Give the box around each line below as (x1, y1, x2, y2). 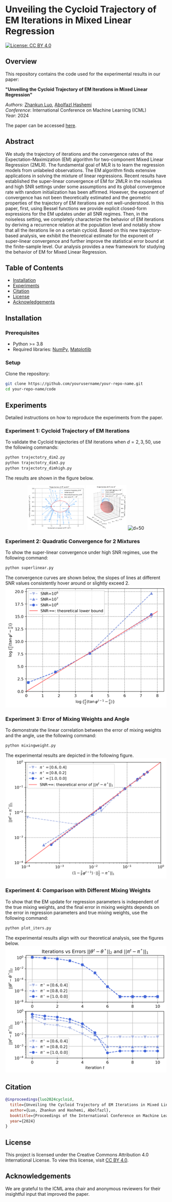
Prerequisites (5, 329, 39, 336)
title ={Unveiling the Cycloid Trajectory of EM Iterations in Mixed (10, 1102, 159, 1107)
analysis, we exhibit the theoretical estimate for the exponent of (19, 232, 154, 239)
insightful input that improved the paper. (5, 1191, 90, 1197)
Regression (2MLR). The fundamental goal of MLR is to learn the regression (5, 161, 165, 168)
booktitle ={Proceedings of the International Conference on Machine (10, 1113, 159, 1118)
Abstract (5, 137, 34, 146)
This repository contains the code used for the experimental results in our (5, 71, 161, 77)
